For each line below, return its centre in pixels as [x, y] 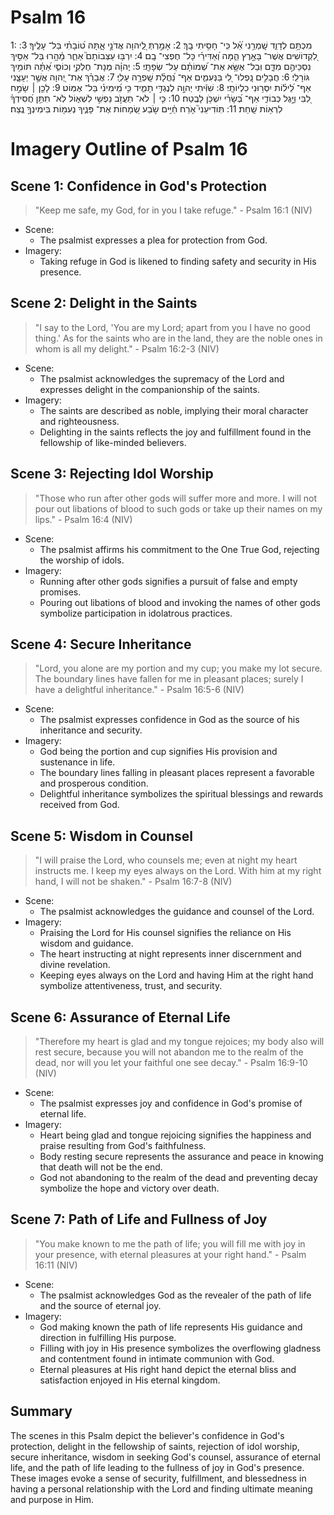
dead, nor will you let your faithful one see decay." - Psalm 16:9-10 [171, 1062]
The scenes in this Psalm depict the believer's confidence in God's [147, 1435]
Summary [41, 1411]
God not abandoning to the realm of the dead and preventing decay [178, 1177]
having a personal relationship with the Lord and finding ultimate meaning [161, 1488]
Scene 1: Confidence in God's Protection [139, 186]
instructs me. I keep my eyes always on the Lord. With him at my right [178, 871]
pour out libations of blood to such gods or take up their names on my [178, 508]
